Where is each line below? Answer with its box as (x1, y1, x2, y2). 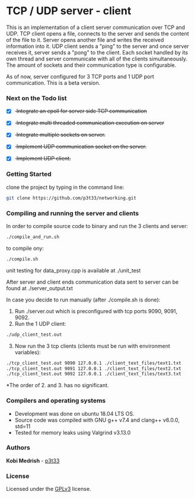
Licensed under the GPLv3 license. (6, 486, 91, 493)
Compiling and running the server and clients (6, 209, 139, 217)
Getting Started (6, 170, 52, 178)
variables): (14, 348, 41, 356)
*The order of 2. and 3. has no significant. (6, 382, 109, 389)
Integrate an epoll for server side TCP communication (16, 108, 147, 115)
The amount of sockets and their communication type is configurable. (6, 61, 177, 69)
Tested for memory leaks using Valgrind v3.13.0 (14, 429, 131, 436)
